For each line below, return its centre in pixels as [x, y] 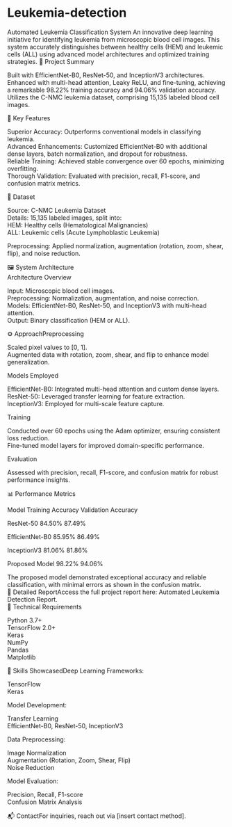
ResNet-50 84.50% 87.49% [47, 523]
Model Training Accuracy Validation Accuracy [73, 510]
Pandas [18, 650]
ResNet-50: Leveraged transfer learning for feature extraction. [96, 396]
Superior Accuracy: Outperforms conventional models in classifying [104, 131]
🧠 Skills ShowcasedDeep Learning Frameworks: [76, 671]
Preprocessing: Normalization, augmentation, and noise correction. [103, 298]
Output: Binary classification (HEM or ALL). [69, 320]
